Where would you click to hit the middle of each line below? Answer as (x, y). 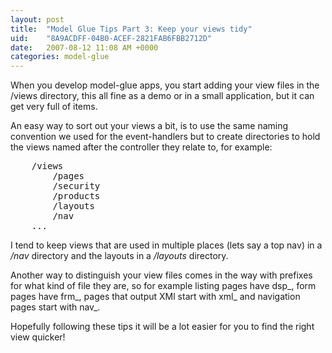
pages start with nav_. (55, 307)
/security (76, 186)
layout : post (37, 19)
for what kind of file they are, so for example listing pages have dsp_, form (163, 286)
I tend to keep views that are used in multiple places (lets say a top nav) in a (166, 245)
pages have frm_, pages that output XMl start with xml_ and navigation (155, 297)
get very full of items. (54, 107)
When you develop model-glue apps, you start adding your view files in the (165, 85)
